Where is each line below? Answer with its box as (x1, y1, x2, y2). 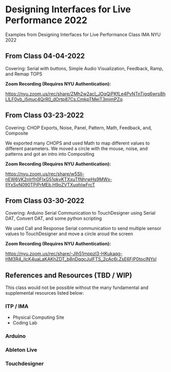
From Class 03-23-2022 (5, 111, 84, 120)
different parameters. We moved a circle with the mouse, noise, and (5, 145, 148, 152)
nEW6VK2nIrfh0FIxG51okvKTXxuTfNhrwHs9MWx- (5, 176, 112, 182)
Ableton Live (5, 346, 37, 354)
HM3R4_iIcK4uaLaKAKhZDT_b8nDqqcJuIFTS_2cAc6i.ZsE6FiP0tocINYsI (5, 256, 157, 262)
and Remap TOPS (5, 71, 42, 77)
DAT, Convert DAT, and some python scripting (5, 215, 102, 221)
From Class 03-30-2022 (5, 196, 85, 205)
